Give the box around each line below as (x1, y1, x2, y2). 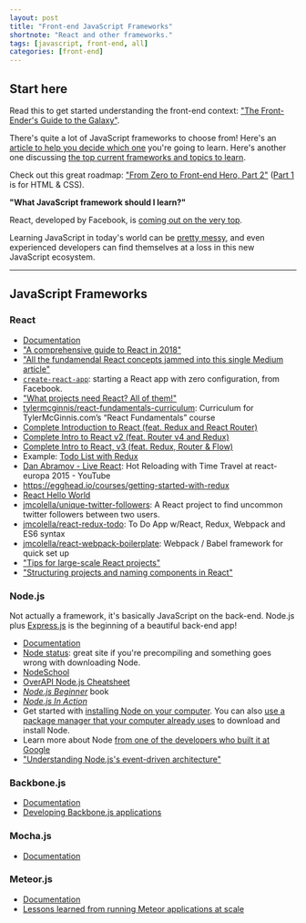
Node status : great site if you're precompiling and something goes (22, 647, 271, 658)
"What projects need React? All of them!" (22, 393, 178, 404)
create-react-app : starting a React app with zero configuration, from (22, 373, 280, 384)
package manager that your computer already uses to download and (22, 714, 280, 725)
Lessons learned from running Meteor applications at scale (22, 903, 244, 914)
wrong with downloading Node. (22, 657, 141, 668)
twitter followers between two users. (22, 508, 160, 519)
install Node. (22, 724, 70, 735)
